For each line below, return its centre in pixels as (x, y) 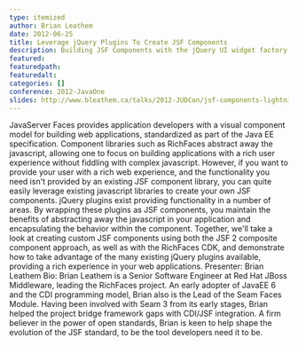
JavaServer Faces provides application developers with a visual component (147, 125)
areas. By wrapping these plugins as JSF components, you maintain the (140, 210)
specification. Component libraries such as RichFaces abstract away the (141, 144)
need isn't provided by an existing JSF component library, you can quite (141, 182)
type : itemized (37, 17)
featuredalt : (33, 75)
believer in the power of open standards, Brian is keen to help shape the (141, 323)
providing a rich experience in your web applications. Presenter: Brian (137, 266)
